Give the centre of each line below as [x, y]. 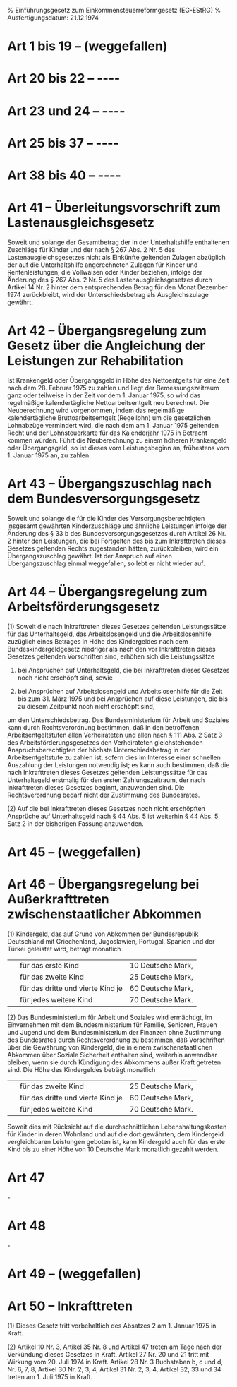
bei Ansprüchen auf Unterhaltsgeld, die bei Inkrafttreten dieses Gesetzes [123, 670]
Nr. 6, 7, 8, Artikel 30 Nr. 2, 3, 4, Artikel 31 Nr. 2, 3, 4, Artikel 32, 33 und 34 [114, 1369]
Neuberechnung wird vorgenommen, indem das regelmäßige [96, 410]
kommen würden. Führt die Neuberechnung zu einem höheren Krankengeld [117, 440]
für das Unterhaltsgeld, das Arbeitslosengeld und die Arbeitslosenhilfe [109, 634]
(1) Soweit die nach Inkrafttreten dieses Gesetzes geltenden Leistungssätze [117, 626]
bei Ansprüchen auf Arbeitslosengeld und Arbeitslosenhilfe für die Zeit [120, 691]
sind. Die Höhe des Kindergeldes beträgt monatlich [81, 1069]
